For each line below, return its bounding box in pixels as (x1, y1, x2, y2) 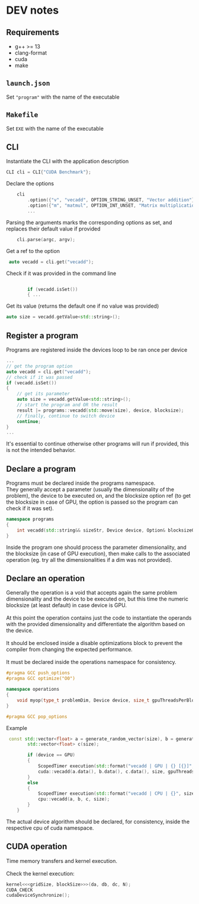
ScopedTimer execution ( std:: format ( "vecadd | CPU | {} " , (37, 791, 182, 796)
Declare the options (6, 180, 54, 187)
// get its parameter (17, 391, 70, 397)
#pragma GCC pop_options (6, 713, 68, 719)
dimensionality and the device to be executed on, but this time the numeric (6, 595, 188, 603)
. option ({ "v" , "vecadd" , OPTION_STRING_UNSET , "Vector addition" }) (27, 197, 197, 203)
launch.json (6, 79, 50, 88)
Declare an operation (6, 573, 85, 583)
